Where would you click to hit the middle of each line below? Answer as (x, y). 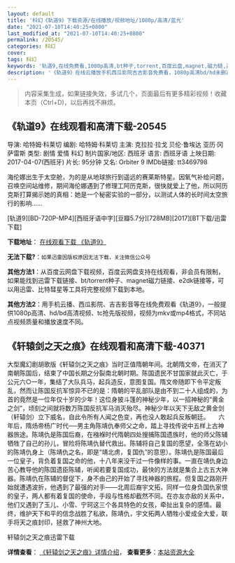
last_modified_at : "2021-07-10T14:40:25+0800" (76, 33)
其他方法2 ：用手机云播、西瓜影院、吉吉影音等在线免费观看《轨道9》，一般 (114, 304)
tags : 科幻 (22, 60)
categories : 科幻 (31, 46)
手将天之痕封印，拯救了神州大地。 (56, 522)
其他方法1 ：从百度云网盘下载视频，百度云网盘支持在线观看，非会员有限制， (116, 272)
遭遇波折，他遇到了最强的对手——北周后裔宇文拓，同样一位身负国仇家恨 (123, 487)
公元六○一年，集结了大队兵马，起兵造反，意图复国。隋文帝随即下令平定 (111, 382)
